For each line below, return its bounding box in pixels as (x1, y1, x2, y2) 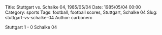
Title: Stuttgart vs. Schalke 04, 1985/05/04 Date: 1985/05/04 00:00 (5, 4, 141, 10)
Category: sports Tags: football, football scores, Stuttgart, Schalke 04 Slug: (5, 9, 158, 15)
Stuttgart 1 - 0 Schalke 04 (5, 24, 57, 30)
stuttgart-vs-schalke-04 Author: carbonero (5, 15, 93, 20)
